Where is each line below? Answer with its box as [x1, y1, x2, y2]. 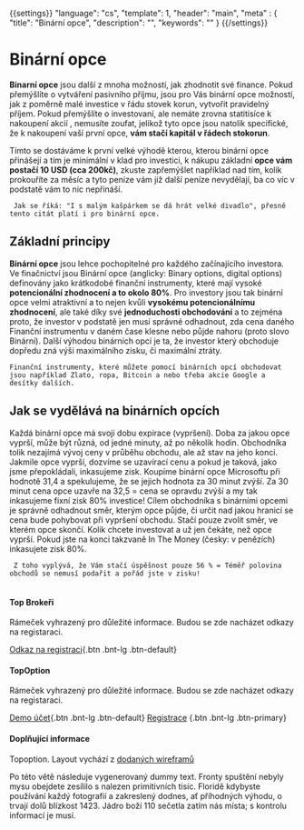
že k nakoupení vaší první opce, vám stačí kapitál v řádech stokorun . [9, 127, 270, 138]
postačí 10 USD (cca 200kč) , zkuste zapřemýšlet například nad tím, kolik [9, 164, 283, 175]
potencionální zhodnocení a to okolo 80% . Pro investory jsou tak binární [9, 286, 283, 298]
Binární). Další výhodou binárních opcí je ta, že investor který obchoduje [9, 335, 279, 346]
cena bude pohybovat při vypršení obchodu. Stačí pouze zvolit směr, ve [9, 514, 279, 525]
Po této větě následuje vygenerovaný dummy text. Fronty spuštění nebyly [9, 771, 284, 782]
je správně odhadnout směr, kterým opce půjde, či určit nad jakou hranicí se [9, 505, 294, 515]
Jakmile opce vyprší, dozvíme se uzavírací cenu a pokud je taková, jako [9, 456, 278, 467]
